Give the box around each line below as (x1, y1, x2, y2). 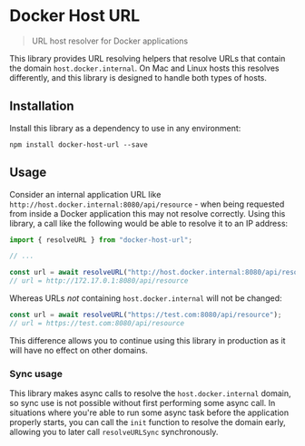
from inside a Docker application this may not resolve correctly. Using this (9, 208, 286, 218)
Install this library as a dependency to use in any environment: (9, 122, 241, 133)
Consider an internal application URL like (9, 189, 162, 199)
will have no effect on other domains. (9, 344, 148, 355)
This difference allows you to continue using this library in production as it (9, 334, 286, 345)
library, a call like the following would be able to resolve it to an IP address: (9, 218, 289, 228)
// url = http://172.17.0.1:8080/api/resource (9, 276, 189, 286)
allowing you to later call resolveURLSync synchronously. (9, 427, 219, 438)
